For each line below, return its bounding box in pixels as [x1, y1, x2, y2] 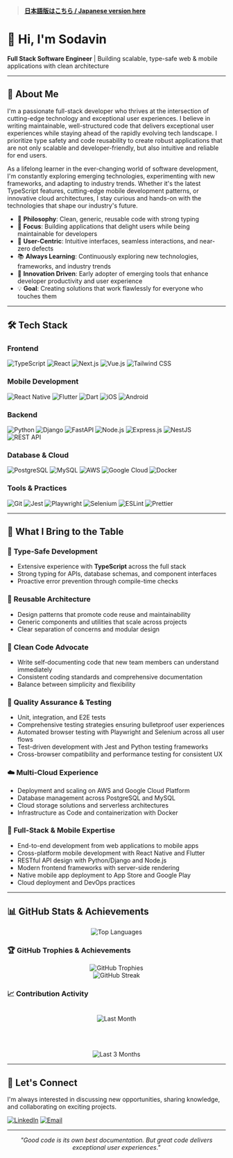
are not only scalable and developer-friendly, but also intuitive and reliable [7, 144, 219, 152]
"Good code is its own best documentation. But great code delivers [20, 1136, 213, 1144]
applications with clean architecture [7, 62, 110, 70]
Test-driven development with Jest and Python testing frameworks [17, 742, 209, 751]
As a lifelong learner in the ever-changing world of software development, [7, 164, 218, 173]
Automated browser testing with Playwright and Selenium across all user [17, 728, 225, 736]
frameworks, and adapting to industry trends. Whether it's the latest [7, 179, 201, 187]
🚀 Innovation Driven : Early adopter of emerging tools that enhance [17, 269, 209, 278]
